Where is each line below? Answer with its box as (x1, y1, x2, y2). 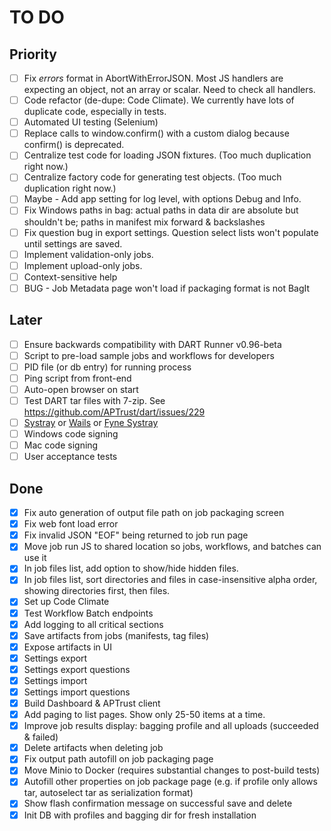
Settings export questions (23, 663, 131, 675)
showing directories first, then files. (23, 585, 171, 597)
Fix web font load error (23, 518, 119, 530)
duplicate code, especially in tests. (23, 106, 167, 118)
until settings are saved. (23, 237, 123, 250)
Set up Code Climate (23, 596, 110, 608)
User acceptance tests (23, 451, 118, 463)
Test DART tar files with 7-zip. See (23, 394, 166, 406)
